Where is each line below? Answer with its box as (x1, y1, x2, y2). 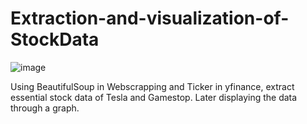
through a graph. (10, 102, 80, 114)
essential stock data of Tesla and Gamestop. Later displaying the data (10, 91, 298, 103)
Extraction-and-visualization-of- (10, 7, 290, 30)
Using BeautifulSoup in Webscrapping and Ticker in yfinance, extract (10, 80, 295, 92)
